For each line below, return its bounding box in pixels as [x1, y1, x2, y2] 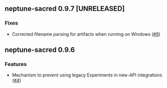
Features [5, 61, 27, 67]
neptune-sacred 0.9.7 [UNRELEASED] [5, 5, 125, 13]
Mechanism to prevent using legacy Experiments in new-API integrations [12, 72, 162, 78]
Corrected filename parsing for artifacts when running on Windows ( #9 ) [12, 31, 161, 37]
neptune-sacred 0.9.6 [5, 46, 75, 54]
